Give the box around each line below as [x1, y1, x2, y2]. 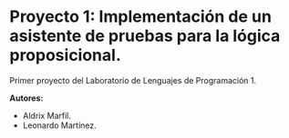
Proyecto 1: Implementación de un [9, 6, 272, 27]
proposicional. [9, 45, 121, 65]
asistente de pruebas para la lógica [9, 25, 281, 46]
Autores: [9, 93, 44, 103]
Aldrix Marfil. [22, 110, 71, 121]
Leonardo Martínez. [22, 120, 98, 131]
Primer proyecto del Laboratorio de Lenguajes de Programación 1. [9, 74, 257, 85]
